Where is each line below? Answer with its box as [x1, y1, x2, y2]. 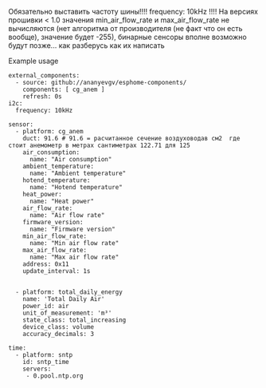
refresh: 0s [22, 93, 62, 101]
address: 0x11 [22, 260, 69, 268]
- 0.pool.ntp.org [25, 372, 84, 380]
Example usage [8, 56, 59, 65]
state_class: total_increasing [22, 316, 127, 324]
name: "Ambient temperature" [29, 169, 127, 177]
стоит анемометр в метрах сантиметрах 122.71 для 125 [8, 141, 191, 149]
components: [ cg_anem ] [22, 85, 105, 93]
